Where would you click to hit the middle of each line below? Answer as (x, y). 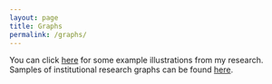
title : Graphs (36, 26)
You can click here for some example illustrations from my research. (136, 61)
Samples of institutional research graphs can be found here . (121, 70)
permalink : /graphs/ (49, 34)
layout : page (34, 18)
